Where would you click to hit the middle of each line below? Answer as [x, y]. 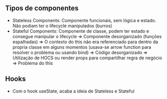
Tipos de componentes [42, 8]
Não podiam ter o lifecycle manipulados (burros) [62, 26]
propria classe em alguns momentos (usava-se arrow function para [82, 47]
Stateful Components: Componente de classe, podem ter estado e [80, 31]
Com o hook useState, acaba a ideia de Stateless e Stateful [73, 91]
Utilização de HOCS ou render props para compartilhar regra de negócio [87, 58]
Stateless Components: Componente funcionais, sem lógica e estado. [84, 20]
